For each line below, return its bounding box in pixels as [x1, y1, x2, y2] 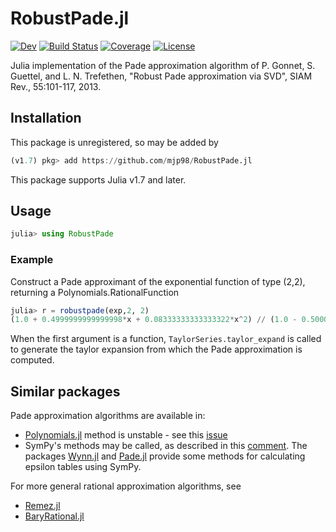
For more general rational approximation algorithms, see [10, 480, 242, 492]
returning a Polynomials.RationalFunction [10, 286, 180, 298]
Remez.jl [24, 500, 61, 512]
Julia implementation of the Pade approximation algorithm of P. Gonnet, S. [10, 59, 316, 71]
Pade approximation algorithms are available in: [10, 410, 206, 422]
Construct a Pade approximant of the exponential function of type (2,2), [10, 275, 306, 287]
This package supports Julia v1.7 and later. [10, 173, 187, 186]
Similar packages [10, 383, 121, 400]
